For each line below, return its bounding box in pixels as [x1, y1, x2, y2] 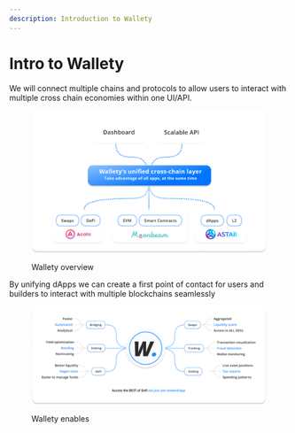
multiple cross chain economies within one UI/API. [9, 92, 192, 103]
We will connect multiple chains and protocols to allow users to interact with [9, 82, 287, 93]
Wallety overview [31, 262, 95, 273]
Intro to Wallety [9, 53, 125, 73]
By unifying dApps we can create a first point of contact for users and [9, 279, 264, 290]
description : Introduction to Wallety [9, 14, 152, 23]
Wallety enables [31, 413, 90, 424]
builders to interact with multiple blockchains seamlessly [9, 289, 215, 299]
